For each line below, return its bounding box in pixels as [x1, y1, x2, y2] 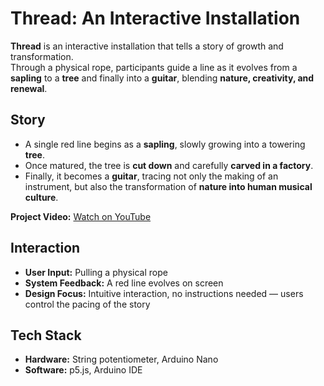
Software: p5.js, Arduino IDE [24, 364, 143, 376]
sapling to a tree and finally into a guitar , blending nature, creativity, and [10, 72, 315, 84]
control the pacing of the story [24, 298, 151, 310]
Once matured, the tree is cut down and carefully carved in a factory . [24, 159, 314, 171]
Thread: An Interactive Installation [10, 7, 301, 30]
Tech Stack [10, 327, 82, 344]
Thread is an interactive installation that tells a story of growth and [10, 40, 284, 52]
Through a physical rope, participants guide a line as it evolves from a [10, 61, 298, 73]
